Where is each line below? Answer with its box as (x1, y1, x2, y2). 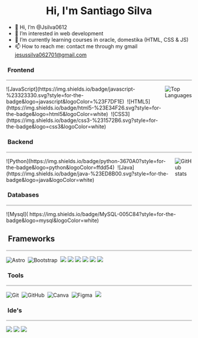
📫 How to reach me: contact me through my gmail (14, 42, 138, 49)
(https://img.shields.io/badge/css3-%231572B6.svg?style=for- (6, 117, 158, 124)
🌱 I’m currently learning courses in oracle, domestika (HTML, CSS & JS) (14, 36, 189, 43)
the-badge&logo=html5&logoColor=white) (6, 111, 108, 118)
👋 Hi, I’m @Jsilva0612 (14, 24, 68, 31)
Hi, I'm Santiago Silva (46, 4, 152, 18)
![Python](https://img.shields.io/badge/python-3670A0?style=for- (6, 157, 166, 164)
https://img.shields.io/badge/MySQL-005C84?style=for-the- (29, 210, 176, 217)
